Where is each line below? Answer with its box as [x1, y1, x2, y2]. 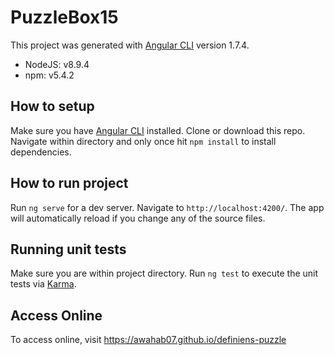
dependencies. [10, 146, 72, 158]
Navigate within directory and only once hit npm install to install [10, 135, 277, 147]
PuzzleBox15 [10, 6, 119, 29]
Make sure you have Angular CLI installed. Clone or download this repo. [10, 124, 306, 136]
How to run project [10, 175, 129, 192]
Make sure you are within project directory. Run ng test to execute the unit [10, 267, 319, 280]
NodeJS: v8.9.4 [24, 58, 90, 70]
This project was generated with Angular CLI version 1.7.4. [10, 39, 250, 51]
